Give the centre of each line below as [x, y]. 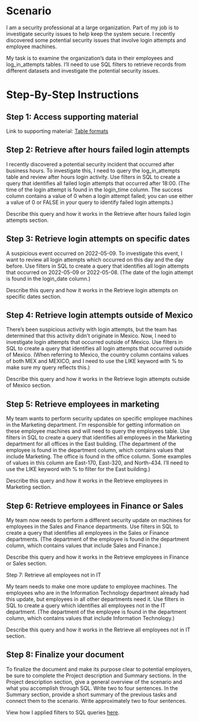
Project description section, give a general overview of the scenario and [94, 681]
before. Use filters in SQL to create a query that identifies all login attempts [98, 266]
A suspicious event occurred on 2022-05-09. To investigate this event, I [94, 253]
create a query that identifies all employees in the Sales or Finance [88, 533]
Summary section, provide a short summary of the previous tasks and [91, 694]
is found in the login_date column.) [48, 278]
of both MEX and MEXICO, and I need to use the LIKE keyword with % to [94, 361]
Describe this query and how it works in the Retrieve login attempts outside [98, 379]
